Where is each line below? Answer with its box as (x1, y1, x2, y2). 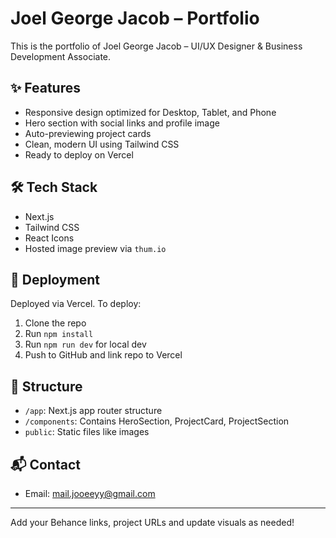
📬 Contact (10, 456, 81, 473)
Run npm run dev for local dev (24, 338, 147, 351)
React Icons (24, 232, 75, 244)
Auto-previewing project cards (24, 127, 152, 139)
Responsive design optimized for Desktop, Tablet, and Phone (24, 106, 277, 118)
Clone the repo (24, 317, 87, 329)
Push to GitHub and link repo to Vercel (24, 349, 183, 361)
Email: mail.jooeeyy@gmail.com (24, 488, 156, 499)
